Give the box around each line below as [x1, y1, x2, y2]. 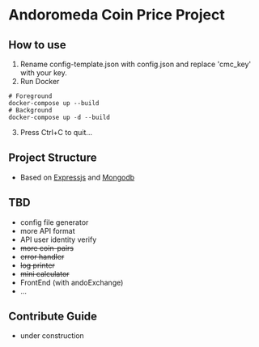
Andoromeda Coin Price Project [8, 6, 225, 24]
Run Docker [19, 77, 60, 86]
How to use [8, 38, 66, 52]
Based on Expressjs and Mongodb [19, 172, 135, 182]
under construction [19, 331, 85, 341]
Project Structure [8, 151, 97, 165]
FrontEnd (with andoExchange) [19, 277, 124, 287]
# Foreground [8, 92, 53, 100]
